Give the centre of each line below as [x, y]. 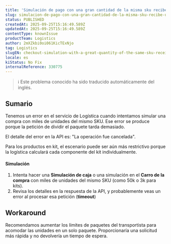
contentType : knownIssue [32, 34]
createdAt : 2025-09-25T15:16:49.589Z [45, 24]
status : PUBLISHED [25, 19]
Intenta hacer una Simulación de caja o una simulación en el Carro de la [88, 175]
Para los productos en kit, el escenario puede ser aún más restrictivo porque [85, 147]
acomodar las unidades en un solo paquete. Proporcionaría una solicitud [81, 230]
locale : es [17, 57]
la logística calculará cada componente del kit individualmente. [71, 152]
